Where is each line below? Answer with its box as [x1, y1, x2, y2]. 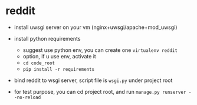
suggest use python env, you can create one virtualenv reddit [22, 46, 178, 54]
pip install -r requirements [22, 66, 95, 72]
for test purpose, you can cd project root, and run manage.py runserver [14, 88, 186, 95]
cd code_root [22, 60, 55, 66]
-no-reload [14, 94, 41, 100]
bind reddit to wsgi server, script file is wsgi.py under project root [14, 77, 173, 84]
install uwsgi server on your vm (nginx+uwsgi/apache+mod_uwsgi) [14, 24, 178, 31]
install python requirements [14, 35, 81, 42]
